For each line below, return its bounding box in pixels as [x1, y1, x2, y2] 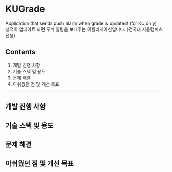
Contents [5, 48, 36, 56]
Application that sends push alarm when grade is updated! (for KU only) [5, 20, 157, 26]
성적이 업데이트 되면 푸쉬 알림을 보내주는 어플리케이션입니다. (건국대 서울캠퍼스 [5, 26, 163, 32]
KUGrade [5, 3, 45, 15]
